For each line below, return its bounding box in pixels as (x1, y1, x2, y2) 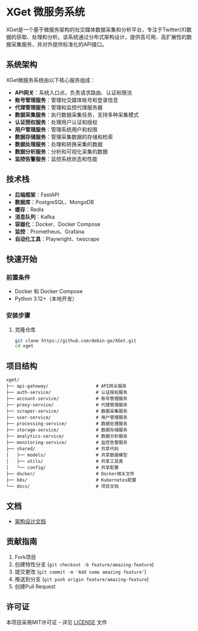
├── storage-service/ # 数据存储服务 (6, 427, 128, 433)
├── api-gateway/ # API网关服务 (6, 383, 127, 389)
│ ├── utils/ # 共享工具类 (6, 458, 124, 465)
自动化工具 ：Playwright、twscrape (14, 235, 100, 242)
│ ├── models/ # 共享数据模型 (6, 452, 128, 458)
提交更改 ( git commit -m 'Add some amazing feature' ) (14, 568, 147, 575)
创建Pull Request (14, 583, 56, 590)
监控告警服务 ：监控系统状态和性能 (14, 155, 98, 162)
